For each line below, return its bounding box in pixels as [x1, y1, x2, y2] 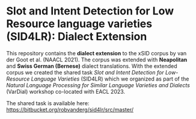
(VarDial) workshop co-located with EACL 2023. [6, 88, 125, 95]
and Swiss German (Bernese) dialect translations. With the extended [6, 62, 177, 70]
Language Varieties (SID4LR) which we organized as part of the [31, 75, 189, 82]
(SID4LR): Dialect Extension [6, 30, 147, 43]
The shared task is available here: [6, 99, 90, 106]
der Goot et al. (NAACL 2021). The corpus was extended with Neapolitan [6, 56, 188, 63]
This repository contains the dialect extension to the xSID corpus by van [6, 49, 187, 56]
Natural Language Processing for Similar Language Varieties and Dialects [6, 81, 191, 88]
